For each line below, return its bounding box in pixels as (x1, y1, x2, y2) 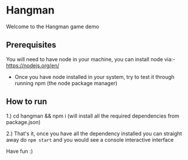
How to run (6, 96, 48, 106)
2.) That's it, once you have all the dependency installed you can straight (6, 130, 182, 137)
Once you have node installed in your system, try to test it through (14, 73, 175, 80)
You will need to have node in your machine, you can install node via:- (6, 55, 176, 62)
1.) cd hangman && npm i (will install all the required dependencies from (6, 112, 180, 119)
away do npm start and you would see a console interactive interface (6, 136, 174, 143)
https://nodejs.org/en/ (6, 62, 60, 69)
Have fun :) (6, 148, 33, 155)
